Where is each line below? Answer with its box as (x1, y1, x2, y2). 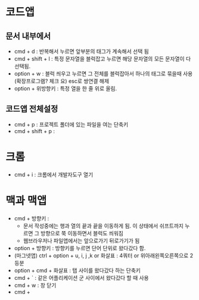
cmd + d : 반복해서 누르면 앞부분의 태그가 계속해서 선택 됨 (14, 48, 150, 55)
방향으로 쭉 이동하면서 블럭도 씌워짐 (41, 229, 123, 236)
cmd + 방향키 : (14, 214, 49, 222)
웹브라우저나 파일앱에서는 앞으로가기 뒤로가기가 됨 (23, 237, 140, 244)
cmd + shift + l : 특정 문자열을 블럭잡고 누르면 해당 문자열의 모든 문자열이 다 (14, 55, 191, 62)
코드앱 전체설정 (5, 104, 58, 114)
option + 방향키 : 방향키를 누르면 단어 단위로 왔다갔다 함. (14, 244, 146, 251)
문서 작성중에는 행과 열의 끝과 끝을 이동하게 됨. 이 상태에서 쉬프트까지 (23, 222, 184, 229)
